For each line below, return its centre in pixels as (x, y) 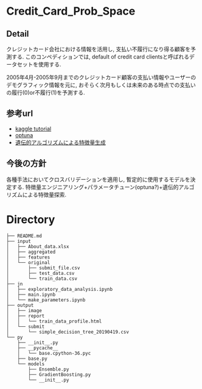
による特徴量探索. (44, 194)
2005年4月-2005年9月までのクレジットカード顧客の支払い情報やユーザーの (101, 77)
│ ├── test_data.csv (40, 273)
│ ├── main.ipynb (31, 294)
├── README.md (24, 236)
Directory (31, 219)
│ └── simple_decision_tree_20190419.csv (68, 332)
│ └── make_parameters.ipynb (46, 300)
